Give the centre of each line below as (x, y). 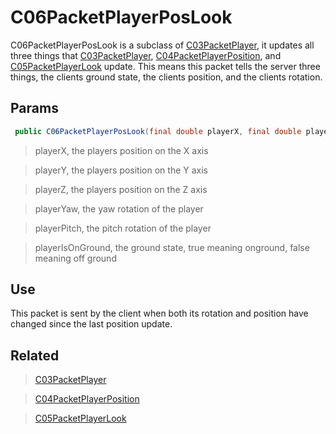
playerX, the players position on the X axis (121, 150)
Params (34, 108)
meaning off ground (75, 258)
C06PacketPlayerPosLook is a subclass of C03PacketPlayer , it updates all (162, 45)
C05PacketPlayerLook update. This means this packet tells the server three (165, 66)
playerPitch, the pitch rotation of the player (123, 228)
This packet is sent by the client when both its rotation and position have (159, 313)
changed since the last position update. (91, 324)
